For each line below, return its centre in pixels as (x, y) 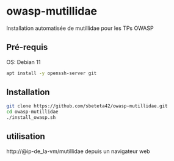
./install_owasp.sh (31, 118)
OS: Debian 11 (24, 62)
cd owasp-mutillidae (33, 112)
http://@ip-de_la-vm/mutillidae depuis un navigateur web (78, 151)
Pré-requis (27, 47)
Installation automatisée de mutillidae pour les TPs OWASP (80, 28)
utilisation (26, 136)
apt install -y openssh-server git (52, 73)
